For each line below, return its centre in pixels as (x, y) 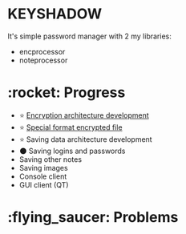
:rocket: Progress (67, 93)
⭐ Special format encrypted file (71, 127)
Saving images (44, 167)
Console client (43, 176)
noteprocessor (43, 60)
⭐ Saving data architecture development (86, 139)
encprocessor (42, 51)
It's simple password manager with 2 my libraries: (89, 36)
